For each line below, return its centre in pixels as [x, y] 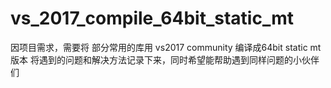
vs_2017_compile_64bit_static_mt [152, 18]
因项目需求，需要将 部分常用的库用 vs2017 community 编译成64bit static [159, 47]
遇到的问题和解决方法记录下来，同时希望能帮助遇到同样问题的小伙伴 [179, 59]
